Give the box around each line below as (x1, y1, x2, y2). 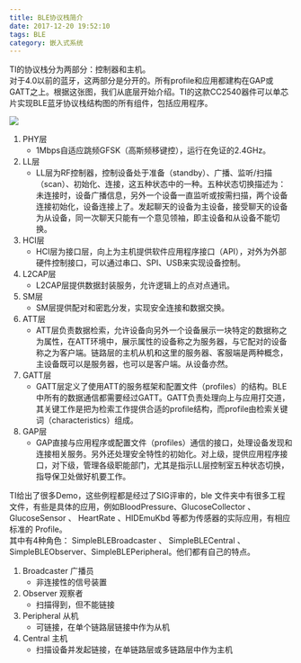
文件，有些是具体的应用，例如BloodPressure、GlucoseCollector (9, 501, 246, 513)
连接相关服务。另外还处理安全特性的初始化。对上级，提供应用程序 (35, 449, 280, 460)
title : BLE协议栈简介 (9, 13, 84, 22)
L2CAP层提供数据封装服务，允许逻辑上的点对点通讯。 (35, 280, 235, 291)
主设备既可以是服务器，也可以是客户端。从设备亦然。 (35, 359, 234, 370)
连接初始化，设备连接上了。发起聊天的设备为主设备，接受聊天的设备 (35, 202, 288, 212)
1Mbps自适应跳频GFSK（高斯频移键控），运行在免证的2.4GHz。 (35, 145, 271, 156)
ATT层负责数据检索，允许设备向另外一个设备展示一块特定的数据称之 (35, 325, 288, 336)
